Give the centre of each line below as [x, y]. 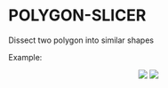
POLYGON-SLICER [77, 16]
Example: [25, 57]
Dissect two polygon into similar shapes [81, 40]
